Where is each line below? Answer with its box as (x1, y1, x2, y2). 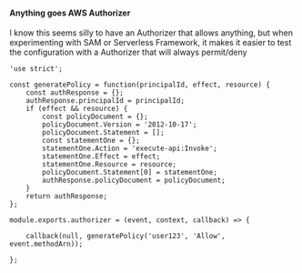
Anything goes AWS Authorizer (9, 7, 131, 18)
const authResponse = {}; (25, 88, 125, 97)
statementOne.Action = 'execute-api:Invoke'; (42, 144, 218, 154)
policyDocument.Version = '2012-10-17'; (42, 120, 197, 129)
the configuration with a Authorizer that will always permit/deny (9, 46, 247, 58)
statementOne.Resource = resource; (42, 160, 177, 169)
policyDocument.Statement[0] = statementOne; (42, 168, 218, 177)
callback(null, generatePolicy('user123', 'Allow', (25, 232, 226, 241)
